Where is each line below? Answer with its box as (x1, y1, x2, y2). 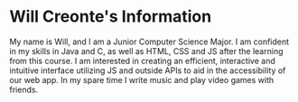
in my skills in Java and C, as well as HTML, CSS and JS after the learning (9, 45, 284, 56)
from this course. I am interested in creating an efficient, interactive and (9, 55, 275, 66)
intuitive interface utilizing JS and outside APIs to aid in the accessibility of (9, 65, 286, 76)
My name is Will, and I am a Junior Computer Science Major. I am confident (9, 36, 290, 47)
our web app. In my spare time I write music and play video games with (9, 74, 275, 85)
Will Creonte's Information (9, 6, 212, 27)
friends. (9, 84, 39, 95)
